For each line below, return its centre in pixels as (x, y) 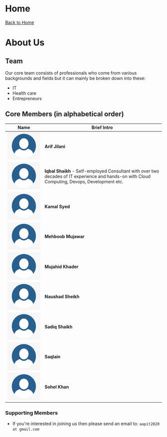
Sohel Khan (57, 387)
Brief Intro (102, 128)
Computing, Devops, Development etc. (84, 182)
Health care (24, 93)
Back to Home (20, 22)
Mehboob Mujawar (65, 237)
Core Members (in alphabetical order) (65, 114)
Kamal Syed (57, 206)
